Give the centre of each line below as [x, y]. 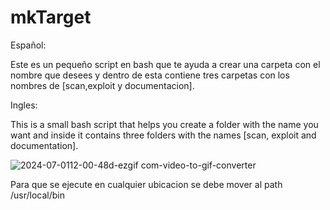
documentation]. [44, 145]
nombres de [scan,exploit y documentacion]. [102, 85]
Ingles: [24, 105]
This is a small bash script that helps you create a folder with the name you [164, 124]
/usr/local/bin [38, 195]
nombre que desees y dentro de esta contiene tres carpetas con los [150, 75]
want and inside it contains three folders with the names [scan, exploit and [163, 135]
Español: [28, 45]
